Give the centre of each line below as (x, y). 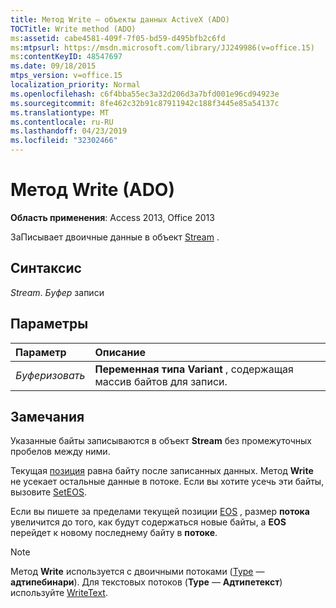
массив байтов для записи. (161, 381)
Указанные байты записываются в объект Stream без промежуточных (161, 441)
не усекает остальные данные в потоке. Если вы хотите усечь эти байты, (167, 482)
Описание (120, 352)
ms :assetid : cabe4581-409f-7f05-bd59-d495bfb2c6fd (118, 38)
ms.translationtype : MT (60, 112)
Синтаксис (46, 268)
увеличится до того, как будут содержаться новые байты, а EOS (148, 522)
